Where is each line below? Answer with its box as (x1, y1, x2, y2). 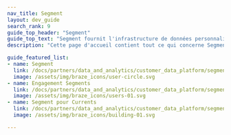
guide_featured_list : (7, 54, 69, 62)
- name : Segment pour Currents (7, 99, 97, 106)
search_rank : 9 (7, 23, 51, 29)
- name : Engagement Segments (7, 79, 91, 86)
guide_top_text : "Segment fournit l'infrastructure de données (7, 36, 192, 42)
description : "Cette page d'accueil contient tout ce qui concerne (7, 42, 205, 49)
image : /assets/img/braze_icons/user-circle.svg (13, 73, 155, 80)
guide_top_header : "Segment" (7, 29, 91, 36)
